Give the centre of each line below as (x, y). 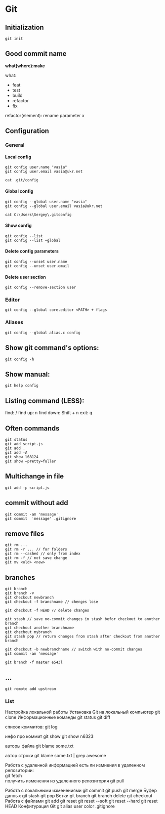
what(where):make (25, 66)
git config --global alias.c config (43, 333)
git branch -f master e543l (34, 663)
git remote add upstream (31, 689)
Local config (18, 157)
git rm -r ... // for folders (36, 550)
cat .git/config (22, 180)
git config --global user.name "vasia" (46, 202)
